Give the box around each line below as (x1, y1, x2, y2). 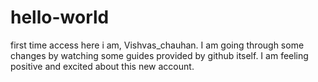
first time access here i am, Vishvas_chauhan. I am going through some (10, 39, 305, 51)
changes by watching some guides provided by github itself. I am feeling (10, 49, 309, 61)
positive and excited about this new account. (10, 60, 195, 72)
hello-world (10, 6, 110, 29)
